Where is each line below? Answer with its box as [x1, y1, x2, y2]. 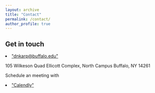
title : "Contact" [5, 12, 42, 17]
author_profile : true [5, 21, 51, 26]
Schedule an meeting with [5, 72, 59, 78]
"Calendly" [12, 82, 34, 88]
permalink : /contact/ [5, 16, 51, 21]
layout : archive [5, 7, 39, 12]
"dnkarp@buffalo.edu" [12, 53, 58, 59]
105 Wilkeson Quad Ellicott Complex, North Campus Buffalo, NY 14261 [5, 63, 150, 69]
